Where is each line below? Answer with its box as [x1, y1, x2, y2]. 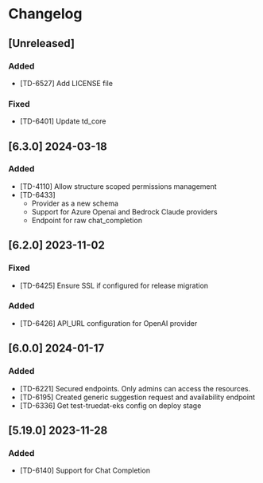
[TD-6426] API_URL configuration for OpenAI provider [19, 318, 198, 328]
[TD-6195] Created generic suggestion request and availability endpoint [19, 392, 256, 402]
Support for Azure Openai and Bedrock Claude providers [31, 206, 218, 216]
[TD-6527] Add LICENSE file [19, 78, 114, 88]
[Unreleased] [8, 37, 75, 50]
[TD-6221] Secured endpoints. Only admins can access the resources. [19, 383, 251, 393]
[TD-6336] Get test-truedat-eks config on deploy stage [19, 400, 202, 410]
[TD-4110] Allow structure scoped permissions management [19, 181, 217, 191]
